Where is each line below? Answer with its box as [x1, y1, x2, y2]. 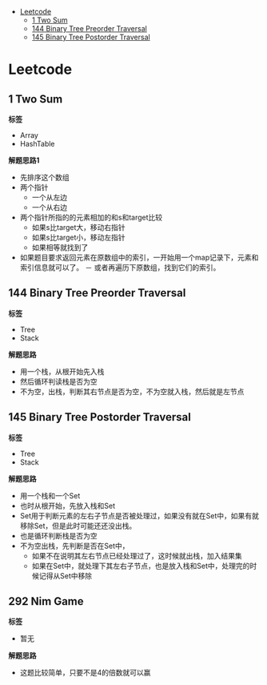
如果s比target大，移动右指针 [31, 223, 126, 232]
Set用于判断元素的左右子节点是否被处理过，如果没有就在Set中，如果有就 [19, 510, 260, 520]
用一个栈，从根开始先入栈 [19, 366, 105, 376]
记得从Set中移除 [38, 570, 93, 580]
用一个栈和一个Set [19, 490, 81, 500]
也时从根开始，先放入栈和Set [19, 501, 116, 510]
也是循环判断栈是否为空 [19, 530, 98, 540]
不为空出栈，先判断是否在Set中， [19, 541, 130, 550]
